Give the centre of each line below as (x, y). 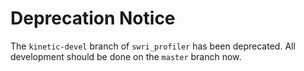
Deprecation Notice (93, 18)
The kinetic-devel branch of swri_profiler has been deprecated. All (153, 46)
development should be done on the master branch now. (126, 56)
